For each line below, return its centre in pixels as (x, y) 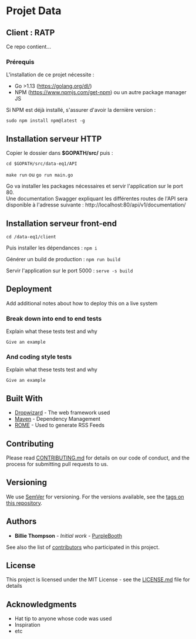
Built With (24, 398)
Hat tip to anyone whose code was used (63, 618)
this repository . (24, 503)
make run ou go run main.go (40, 175)
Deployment (29, 289)
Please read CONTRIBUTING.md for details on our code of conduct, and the (98, 458)
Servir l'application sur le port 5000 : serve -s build (70, 270)
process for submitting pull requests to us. (57, 464)
